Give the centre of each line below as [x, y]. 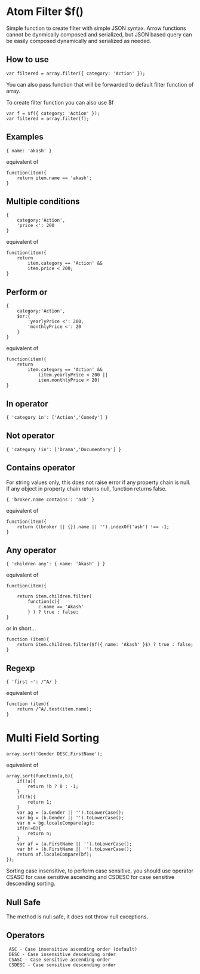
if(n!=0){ [29, 828]
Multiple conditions [43, 201]
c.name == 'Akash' [61, 607]
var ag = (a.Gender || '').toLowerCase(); [70, 813]
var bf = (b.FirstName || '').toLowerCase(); [75, 849]
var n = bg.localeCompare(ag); [56, 823]
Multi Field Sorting [53, 738]
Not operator [30, 436]
